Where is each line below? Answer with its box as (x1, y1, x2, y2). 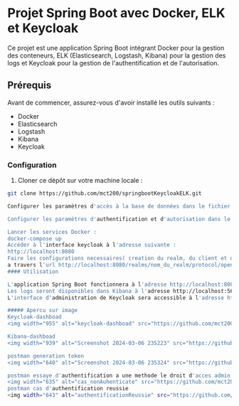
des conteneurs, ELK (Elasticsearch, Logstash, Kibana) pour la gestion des (7, 51, 226, 60)
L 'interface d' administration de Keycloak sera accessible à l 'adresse (7, 294, 224, 301)
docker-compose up (7, 235, 62, 242)
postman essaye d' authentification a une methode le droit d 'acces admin (7, 372, 231, 379)
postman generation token (7, 352, 84, 360)
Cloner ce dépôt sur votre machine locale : (17, 176, 143, 185)
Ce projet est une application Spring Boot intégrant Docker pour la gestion (7, 43, 225, 52)
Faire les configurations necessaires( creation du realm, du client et (7, 255, 228, 262)
